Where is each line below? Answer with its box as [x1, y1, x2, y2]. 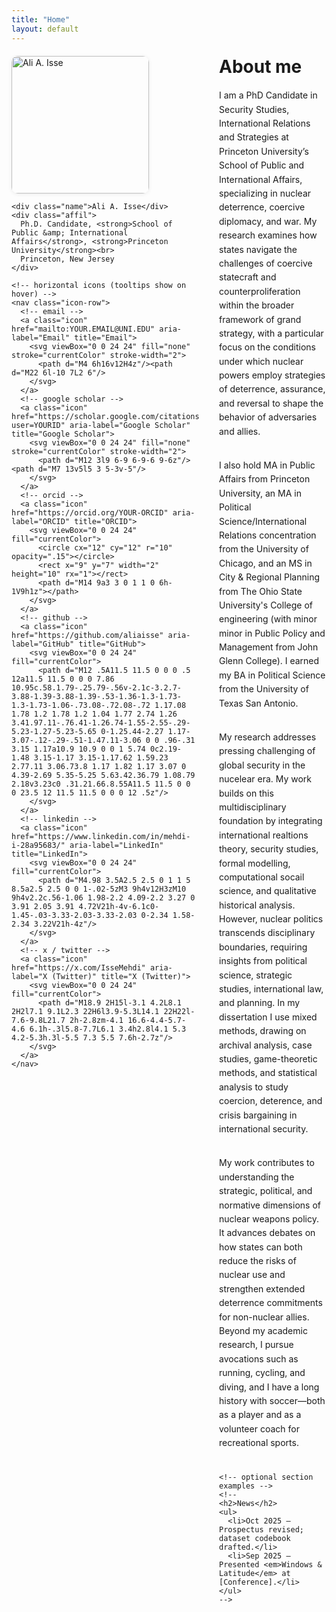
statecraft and [219, 271, 277, 283]
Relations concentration [219, 529, 317, 541]
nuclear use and [219, 1269, 286, 1281]
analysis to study [219, 1081, 289, 1093]
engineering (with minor [219, 613, 318, 625]
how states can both [219, 1241, 303, 1253]
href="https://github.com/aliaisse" [11, 630, 164, 640]
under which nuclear [219, 355, 304, 367]
